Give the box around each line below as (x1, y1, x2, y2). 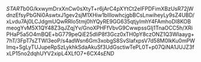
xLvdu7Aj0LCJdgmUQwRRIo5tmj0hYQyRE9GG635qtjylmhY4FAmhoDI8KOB (6, 18, 191, 25)
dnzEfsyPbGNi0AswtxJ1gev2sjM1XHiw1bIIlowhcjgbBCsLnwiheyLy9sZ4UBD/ (6, 11, 195, 19)
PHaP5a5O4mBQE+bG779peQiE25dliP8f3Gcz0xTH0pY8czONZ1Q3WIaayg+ (6, 31, 195, 38)
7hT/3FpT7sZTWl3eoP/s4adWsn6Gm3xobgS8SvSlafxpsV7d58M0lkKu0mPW (6, 37, 196, 44)
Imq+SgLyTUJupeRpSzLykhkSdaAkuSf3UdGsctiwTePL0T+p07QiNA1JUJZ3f (6, 43, 195, 51)
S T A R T (6, 5, 23, 12)
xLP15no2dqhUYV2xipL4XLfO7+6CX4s (6, 50, 104, 57)
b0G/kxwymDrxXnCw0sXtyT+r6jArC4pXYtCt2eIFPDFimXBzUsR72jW (23, 5, 194, 12)
